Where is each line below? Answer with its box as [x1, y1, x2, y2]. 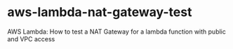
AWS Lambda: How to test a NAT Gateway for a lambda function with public [7, 27, 226, 36]
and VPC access [7, 34, 55, 43]
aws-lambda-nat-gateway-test [7, 4, 192, 20]
